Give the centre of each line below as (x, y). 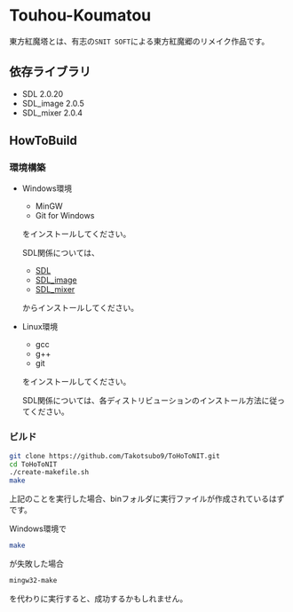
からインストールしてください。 (80, 308)
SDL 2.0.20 (43, 93)
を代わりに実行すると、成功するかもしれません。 (99, 598)
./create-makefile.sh (49, 473)
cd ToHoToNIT (33, 464)
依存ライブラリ (50, 72)
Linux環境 (40, 327)
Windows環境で (38, 529)
